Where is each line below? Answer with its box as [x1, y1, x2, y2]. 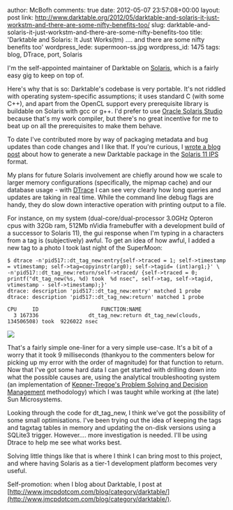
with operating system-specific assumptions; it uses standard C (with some [7, 92, 225, 100]
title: [190, 28, 203, 36]
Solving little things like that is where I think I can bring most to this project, [7, 452, 223, 460]
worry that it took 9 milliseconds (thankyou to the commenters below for [7, 351, 215, 359]
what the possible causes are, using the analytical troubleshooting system [7, 373, 220, 381]
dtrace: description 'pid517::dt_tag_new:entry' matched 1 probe [7, 288, 201, 295]
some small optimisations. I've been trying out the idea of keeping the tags [7, 416, 222, 424]
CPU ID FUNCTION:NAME [7, 306, 142, 313]
